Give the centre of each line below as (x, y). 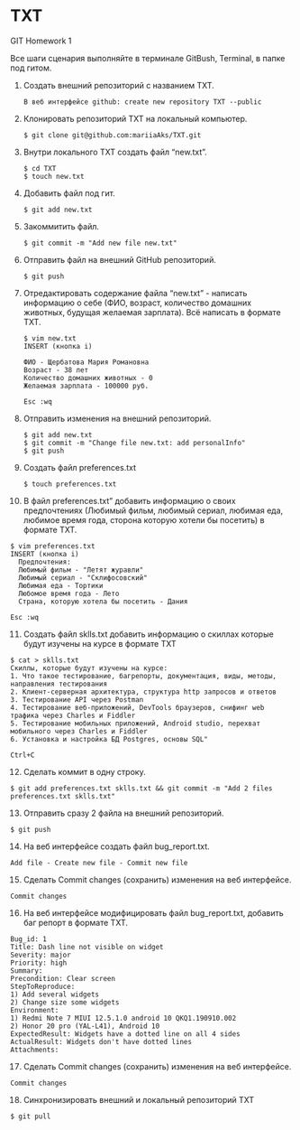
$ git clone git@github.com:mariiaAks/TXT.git (112, 135)
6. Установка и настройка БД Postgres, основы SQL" (109, 739)
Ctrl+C (23, 755)
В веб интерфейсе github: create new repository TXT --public (142, 102)
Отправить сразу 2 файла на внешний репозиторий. (123, 813)
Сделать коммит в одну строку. (85, 771)
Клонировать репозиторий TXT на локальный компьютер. (135, 118)
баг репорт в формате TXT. (76, 922)
